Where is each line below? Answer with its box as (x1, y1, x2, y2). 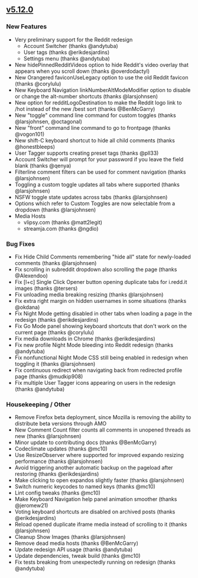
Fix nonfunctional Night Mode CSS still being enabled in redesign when (14, 354, 188, 361)
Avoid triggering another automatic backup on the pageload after (14, 464, 173, 471)
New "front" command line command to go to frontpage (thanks (14, 124, 171, 131)
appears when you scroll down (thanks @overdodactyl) (14, 68, 150, 75)
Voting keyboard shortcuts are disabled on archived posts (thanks (14, 508, 176, 515)
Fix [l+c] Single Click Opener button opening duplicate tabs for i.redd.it (14, 278, 187, 285)
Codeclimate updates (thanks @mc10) (14, 445, 108, 452)
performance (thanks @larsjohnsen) (14, 458, 103, 465)
